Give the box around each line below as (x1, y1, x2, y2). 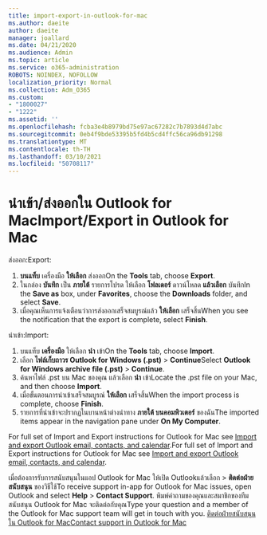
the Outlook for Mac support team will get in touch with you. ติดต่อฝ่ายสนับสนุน (8, 509, 257, 518)
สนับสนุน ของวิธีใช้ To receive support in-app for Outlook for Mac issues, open (8, 482, 253, 491)
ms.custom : (8, 93, 45, 101)
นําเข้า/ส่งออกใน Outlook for (8, 195, 172, 212)
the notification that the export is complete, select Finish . (19, 315, 209, 325)
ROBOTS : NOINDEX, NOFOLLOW (8, 71, 98, 79)
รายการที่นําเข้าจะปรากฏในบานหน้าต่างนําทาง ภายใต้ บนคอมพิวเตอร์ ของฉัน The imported (19, 407, 260, 417)
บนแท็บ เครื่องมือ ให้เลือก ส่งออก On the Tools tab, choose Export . (19, 271, 215, 281)
